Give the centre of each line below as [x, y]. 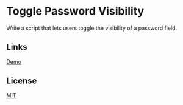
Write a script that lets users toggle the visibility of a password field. [92, 28]
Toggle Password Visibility [75, 11]
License [22, 81]
